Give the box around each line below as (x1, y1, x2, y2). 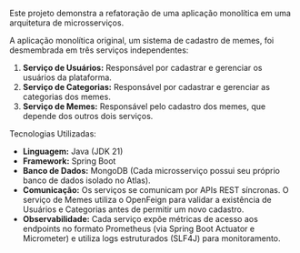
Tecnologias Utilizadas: (9, 128, 97, 139)
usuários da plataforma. (22, 72, 112, 83)
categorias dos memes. (22, 91, 111, 102)
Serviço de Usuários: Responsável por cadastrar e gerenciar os (22, 63, 263, 73)
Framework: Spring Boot (22, 156, 116, 167)
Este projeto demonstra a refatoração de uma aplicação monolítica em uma (9, 8, 291, 18)
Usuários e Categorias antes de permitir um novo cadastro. (22, 204, 245, 215)
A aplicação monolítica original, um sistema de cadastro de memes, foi (9, 35, 275, 46)
